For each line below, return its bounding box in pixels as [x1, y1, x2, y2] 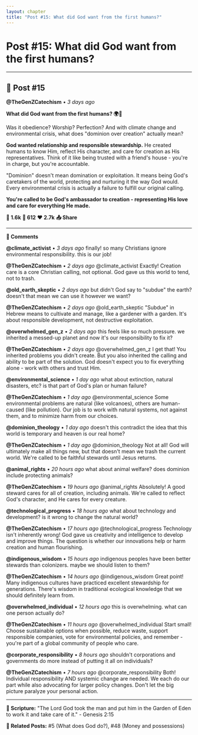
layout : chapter [6, 8, 46, 15]
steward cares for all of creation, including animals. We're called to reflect [6, 489, 186, 496]
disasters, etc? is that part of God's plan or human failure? [6, 382, 147, 390]
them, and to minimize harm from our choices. [6, 413, 118, 420]
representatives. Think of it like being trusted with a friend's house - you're [6, 154, 188, 161]
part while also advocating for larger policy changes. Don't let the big [6, 681, 174, 688]
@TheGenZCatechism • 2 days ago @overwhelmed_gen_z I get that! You [6, 346, 186, 353]
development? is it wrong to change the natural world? [6, 514, 138, 521]
